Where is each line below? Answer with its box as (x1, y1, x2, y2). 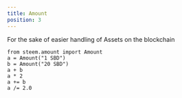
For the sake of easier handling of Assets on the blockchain (7, 35, 175, 43)
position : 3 (7, 16, 41, 23)
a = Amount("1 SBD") (7, 54, 67, 62)
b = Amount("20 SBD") (7, 60, 69, 67)
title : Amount (7, 10, 48, 17)
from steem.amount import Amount (7, 49, 103, 56)
